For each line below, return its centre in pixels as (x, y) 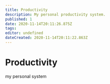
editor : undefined (24, 33)
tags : (11, 28)
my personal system (26, 76)
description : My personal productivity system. (55, 14)
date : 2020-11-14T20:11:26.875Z (39, 24)
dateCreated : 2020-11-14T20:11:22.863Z (47, 38)
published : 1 (19, 19)
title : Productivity (27, 10)
